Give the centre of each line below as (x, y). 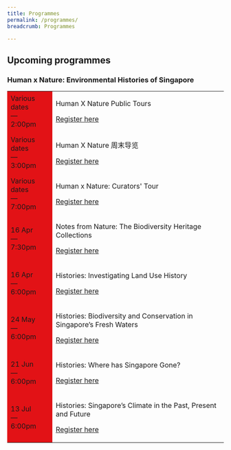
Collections (74, 235)
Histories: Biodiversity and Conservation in (124, 316)
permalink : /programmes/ (43, 20)
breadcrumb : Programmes (41, 26)
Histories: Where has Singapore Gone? (118, 365)
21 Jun (22, 364)
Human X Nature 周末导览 (97, 145)
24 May (23, 319)
